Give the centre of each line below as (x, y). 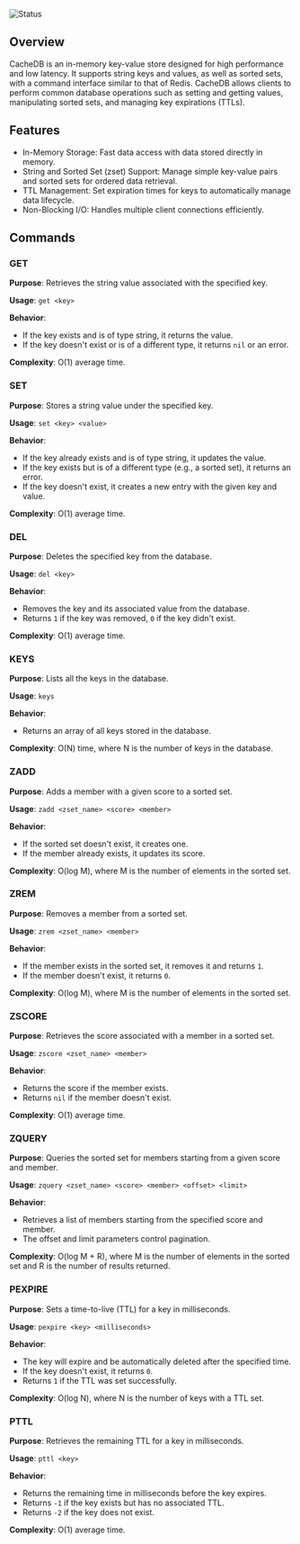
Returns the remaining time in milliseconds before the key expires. (144, 1493)
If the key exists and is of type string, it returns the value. (128, 335)
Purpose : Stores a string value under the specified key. (111, 405)
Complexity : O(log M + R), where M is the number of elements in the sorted (150, 1257)
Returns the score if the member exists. (95, 1088)
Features (35, 131)
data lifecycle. (48, 200)
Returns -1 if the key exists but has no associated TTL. (123, 1503)
